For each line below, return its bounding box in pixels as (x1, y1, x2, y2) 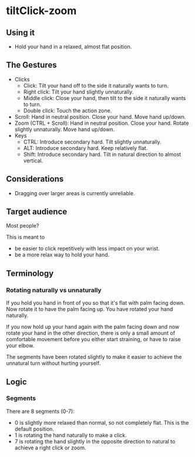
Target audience (6, 207, 68, 217)
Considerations (6, 174, 64, 184)
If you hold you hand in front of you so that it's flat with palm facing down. (6, 299, 185, 306)
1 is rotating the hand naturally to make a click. (14, 431, 127, 439)
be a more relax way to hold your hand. (14, 251, 110, 258)
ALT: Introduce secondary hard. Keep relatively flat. (23, 144, 148, 151)
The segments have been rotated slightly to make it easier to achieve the (6, 353, 182, 361)
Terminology (6, 268, 54, 278)
